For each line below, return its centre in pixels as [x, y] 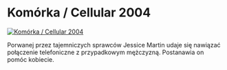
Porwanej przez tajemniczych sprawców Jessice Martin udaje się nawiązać [114, 45]
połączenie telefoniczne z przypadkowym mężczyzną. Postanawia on [106, 52]
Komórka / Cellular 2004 [79, 13]
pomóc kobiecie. [31, 59]
